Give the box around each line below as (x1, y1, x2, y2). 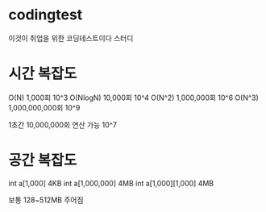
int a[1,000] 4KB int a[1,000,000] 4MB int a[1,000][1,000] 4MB (8, 178, 214, 188)
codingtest (8, 6, 83, 24)
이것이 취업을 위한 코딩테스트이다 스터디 (8, 33, 134, 43)
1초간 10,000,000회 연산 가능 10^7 (8, 119, 117, 130)
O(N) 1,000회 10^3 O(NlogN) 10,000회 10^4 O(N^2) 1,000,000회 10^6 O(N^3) (8, 93, 260, 102)
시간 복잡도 (8, 64, 77, 83)
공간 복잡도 (8, 152, 77, 170)
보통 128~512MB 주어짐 (8, 195, 84, 205)
